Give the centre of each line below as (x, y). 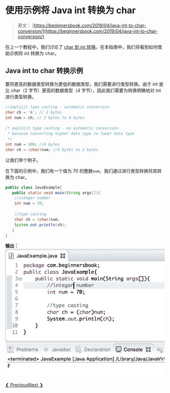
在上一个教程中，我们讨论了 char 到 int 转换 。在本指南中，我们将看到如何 (81, 47)
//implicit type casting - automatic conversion (57, 107)
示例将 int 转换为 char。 (34, 53)
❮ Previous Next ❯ (24, 385)
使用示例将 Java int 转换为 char (71, 10)
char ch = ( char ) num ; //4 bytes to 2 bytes (52, 150)
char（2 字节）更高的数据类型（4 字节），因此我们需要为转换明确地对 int (86, 90)
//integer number (33, 198)
